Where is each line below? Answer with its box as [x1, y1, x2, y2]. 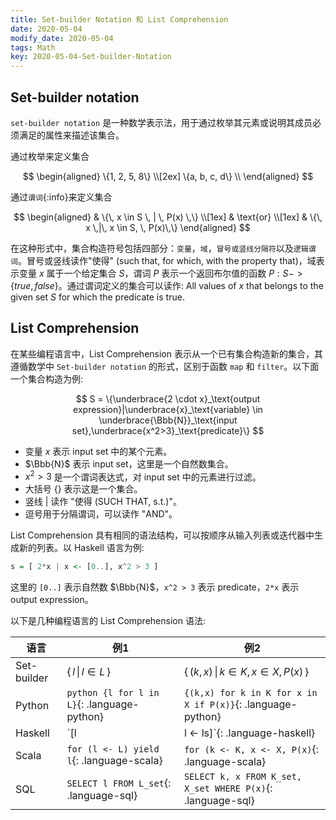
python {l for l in [66, 687, 160, 699]
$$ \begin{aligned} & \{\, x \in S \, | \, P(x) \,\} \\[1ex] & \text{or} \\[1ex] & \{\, [13, 211, 323, 223]
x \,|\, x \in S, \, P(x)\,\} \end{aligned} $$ [85, 221, 251, 233]
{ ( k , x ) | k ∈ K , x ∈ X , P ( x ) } [183, 665, 310, 679]
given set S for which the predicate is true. [10, 291, 185, 303]
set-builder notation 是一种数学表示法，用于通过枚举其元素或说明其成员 [10, 116, 313, 128]
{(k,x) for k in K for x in [183, 687, 318, 699]
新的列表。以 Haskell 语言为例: [18, 542, 145, 554]
